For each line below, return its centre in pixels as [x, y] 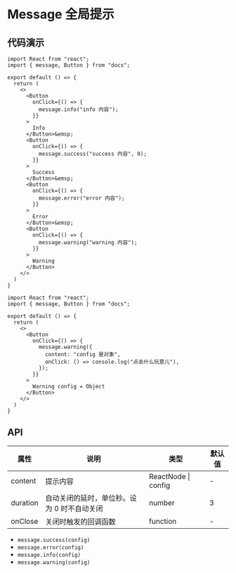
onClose [25, 521]
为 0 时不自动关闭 [74, 508]
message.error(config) [51, 547]
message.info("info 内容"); [78, 110]
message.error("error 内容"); [81, 198]
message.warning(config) [54, 562]
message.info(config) [49, 555]
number [162, 503]
